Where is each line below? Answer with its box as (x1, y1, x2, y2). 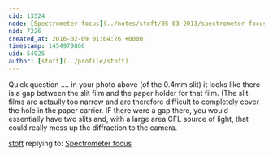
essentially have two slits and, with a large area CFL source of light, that (8, 114, 249, 123)
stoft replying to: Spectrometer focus (8, 138, 132, 148)
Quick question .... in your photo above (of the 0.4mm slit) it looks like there (8, 79, 261, 89)
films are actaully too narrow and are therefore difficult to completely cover (8, 97, 260, 106)
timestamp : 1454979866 (8, 42, 85, 50)
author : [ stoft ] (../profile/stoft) (8, 58, 129, 66)
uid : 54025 (8, 50, 45, 58)
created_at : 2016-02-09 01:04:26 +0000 (8, 34, 144, 43)
